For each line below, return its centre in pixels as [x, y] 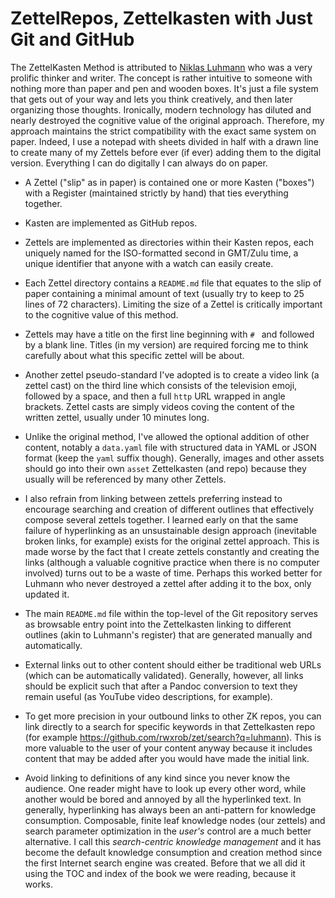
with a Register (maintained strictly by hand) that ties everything [156, 193]
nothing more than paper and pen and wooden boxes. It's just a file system [164, 88]
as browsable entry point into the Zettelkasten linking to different [158, 624]
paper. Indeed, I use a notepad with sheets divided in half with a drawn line [164, 141]
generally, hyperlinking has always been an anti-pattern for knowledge [170, 809]
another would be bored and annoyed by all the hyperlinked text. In [163, 799]
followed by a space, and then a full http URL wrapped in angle [155, 396]
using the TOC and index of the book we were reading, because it [160, 873]
